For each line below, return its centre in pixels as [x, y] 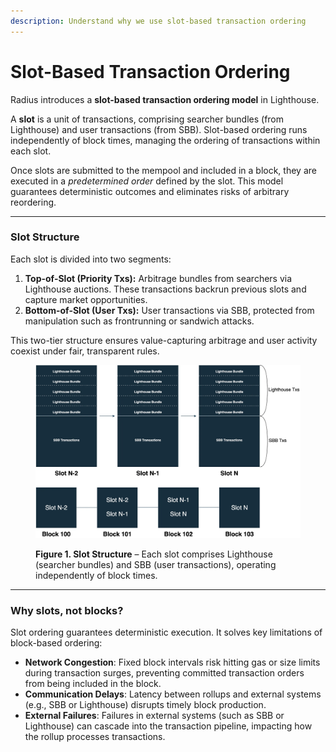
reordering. [33, 202]
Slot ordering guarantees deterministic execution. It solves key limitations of [166, 632]
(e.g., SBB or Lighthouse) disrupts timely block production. [145, 705]
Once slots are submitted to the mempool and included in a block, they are [163, 170]
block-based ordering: [56, 643]
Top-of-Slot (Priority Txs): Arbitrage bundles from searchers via [158, 278]
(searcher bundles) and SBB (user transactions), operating [156, 564]
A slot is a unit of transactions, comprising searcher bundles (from [147, 119]
